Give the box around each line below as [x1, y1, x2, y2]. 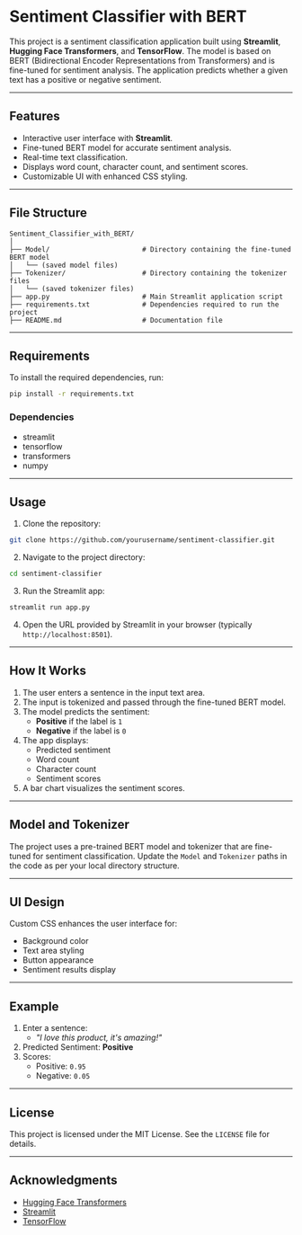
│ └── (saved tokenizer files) [9, 284, 135, 293]
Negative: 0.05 [35, 1071, 91, 1081]
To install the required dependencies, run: [9, 372, 164, 383]
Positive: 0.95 [35, 1061, 86, 1071]
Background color [22, 936, 89, 946]
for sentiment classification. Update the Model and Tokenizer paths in [32, 850, 288, 861]
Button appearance [22, 955, 94, 965]
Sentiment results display [22, 964, 117, 975]
